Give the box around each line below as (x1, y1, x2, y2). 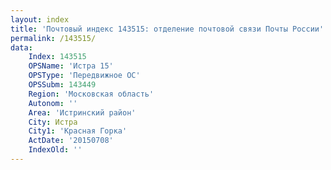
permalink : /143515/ (10, 33, 97, 43)
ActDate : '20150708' (28, 136, 114, 146)
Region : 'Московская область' (28, 89, 155, 99)
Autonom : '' (28, 98, 78, 108)
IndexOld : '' (28, 145, 83, 155)
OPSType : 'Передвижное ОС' (28, 71, 141, 81)
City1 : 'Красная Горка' (28, 126, 128, 136)
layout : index (10, 14, 70, 25)
